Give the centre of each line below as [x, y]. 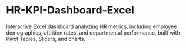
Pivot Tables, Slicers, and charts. [46, 39]
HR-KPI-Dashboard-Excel [70, 10]
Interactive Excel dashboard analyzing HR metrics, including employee [92, 26]
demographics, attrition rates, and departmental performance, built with [93, 32]
